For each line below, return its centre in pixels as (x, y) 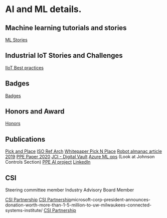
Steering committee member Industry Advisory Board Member (70, 190)
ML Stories (16, 40)
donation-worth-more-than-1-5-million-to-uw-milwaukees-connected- (78, 205)
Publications (25, 139)
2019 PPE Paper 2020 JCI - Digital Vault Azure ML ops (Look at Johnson (80, 157)
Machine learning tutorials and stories (66, 28)
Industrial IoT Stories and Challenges (64, 56)
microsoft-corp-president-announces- (111, 200)
